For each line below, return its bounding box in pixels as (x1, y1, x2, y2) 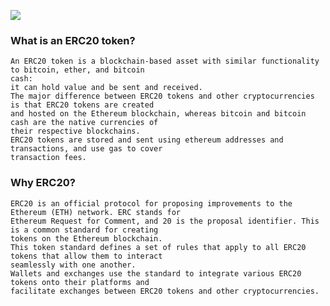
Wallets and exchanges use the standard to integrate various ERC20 (10, 268, 302, 279)
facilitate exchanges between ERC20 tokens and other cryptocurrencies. (10, 286, 320, 296)
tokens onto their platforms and (10, 277, 150, 287)
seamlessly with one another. (10, 260, 137, 270)
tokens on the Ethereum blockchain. (10, 233, 163, 244)
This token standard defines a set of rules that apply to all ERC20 (10, 242, 307, 252)
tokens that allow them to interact (10, 251, 163, 261)
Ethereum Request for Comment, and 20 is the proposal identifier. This (10, 216, 320, 226)
